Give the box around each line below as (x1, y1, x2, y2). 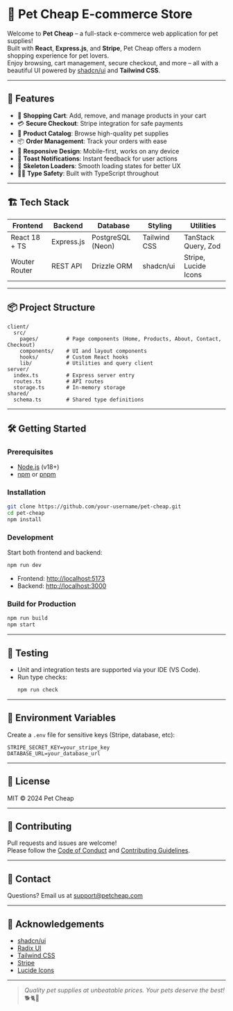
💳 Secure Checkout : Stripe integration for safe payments (17, 119, 184, 127)
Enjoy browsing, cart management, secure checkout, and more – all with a (7, 58, 218, 67)
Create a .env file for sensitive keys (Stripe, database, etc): (7, 730, 175, 739)
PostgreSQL (91, 232, 131, 242)
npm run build (7, 615, 49, 622)
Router (10, 265, 33, 275)
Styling (148, 220, 172, 230)
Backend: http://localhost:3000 (17, 582, 107, 590)
